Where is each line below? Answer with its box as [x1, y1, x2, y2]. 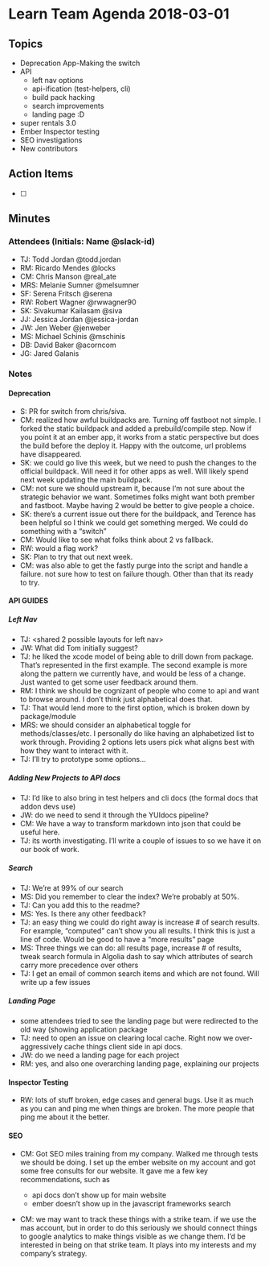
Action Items [8, 167, 74, 181]
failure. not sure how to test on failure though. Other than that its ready [19, 569, 254, 578]
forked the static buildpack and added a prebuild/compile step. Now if [19, 424, 252, 433]
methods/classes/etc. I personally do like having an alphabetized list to [19, 729, 255, 738]
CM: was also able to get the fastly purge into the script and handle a [19, 561, 249, 570]
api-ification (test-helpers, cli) [31, 84, 131, 93]
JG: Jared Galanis [19, 348, 79, 358]
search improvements [31, 101, 104, 110]
